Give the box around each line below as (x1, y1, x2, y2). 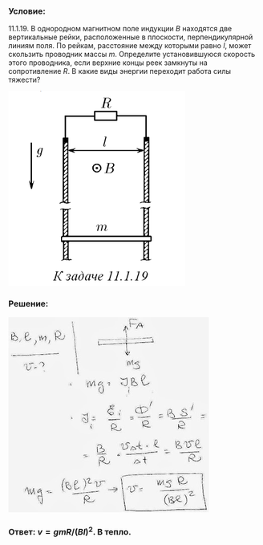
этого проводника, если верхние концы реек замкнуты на (8, 58, 208, 67)
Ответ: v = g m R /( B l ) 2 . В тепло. (8, 524, 132, 537)
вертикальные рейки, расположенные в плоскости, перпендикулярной (8, 32, 253, 42)
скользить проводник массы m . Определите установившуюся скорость (8, 50, 255, 59)
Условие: (8, 6, 46, 17)
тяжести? (8, 75, 41, 85)
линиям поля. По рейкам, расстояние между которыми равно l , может (8, 41, 252, 51)
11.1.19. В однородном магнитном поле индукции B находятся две (8, 24, 233, 34)
